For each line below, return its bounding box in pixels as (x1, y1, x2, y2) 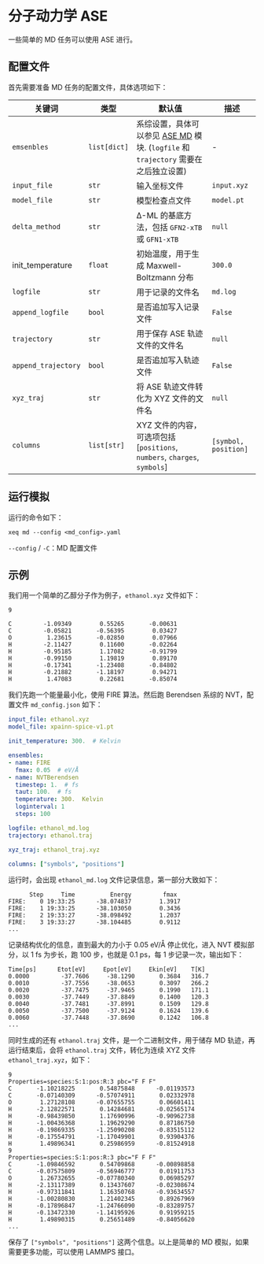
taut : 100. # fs (15, 788, 72, 796)
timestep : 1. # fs (15, 780, 79, 788)
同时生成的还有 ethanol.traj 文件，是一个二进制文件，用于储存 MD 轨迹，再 (8, 1036, 255, 1045)
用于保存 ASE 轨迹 (136, 328, 203, 339)
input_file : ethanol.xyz (8, 716, 90, 724)
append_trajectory (12, 361, 81, 370)
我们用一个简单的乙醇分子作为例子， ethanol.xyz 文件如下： (8, 591, 200, 600)
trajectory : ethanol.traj (8, 832, 93, 840)
